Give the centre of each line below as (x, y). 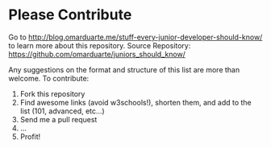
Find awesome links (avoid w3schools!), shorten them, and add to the (135, 102)
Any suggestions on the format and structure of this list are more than (124, 69)
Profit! (30, 136)
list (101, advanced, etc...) (62, 111)
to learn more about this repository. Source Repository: (100, 45)
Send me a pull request (58, 119)
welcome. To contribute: (49, 78)
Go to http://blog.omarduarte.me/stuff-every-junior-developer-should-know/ (135, 37)
